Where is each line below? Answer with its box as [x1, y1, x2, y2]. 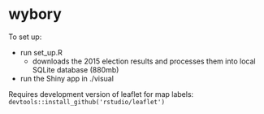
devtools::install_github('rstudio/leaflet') [8, 98, 165, 106]
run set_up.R [19, 47, 63, 57]
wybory [8, 5, 63, 24]
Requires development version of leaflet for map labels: [8, 89, 194, 99]
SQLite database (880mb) [32, 64, 119, 74]
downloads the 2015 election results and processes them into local [32, 56, 256, 66]
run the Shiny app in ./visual [19, 73, 114, 83]
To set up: [8, 32, 42, 42]
